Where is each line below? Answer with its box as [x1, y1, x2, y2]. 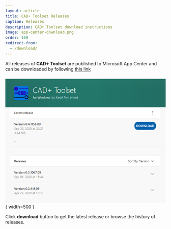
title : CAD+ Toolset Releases [5, 13, 70, 19]
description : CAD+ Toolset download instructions [5, 24, 113, 30]
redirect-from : [5, 41, 38, 46]
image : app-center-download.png [5, 30, 74, 35]
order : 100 [5, 35, 28, 40]
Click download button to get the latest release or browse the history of [5, 213, 156, 219]
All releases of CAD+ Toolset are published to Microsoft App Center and [5, 60, 157, 66]
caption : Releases [5, 19, 44, 24]
